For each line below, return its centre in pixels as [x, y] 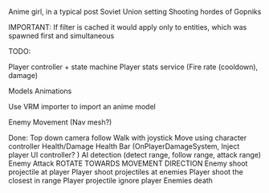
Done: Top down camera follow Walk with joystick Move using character [128, 138]
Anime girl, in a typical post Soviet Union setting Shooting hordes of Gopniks [135, 12]
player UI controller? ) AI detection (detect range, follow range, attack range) [135, 155]
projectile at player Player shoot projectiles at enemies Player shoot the [126, 172]
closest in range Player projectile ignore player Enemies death [110, 181]
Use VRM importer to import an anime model [82, 107]
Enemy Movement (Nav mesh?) [60, 122]
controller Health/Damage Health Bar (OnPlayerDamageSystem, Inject [124, 146]
